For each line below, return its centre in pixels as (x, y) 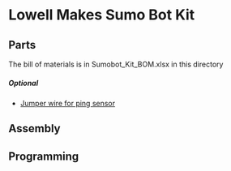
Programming (44, 156)
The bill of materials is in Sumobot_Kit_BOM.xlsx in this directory (116, 64)
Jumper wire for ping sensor (68, 103)
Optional (24, 83)
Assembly (34, 128)
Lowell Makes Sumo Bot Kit (102, 15)
